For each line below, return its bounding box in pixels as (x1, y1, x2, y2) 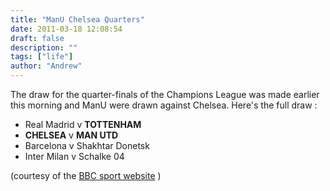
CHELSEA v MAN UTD (24, 129, 119, 141)
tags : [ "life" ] (10, 52, 74, 62)
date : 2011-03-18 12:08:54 (10, 24, 123, 34)
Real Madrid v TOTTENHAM (24, 119, 142, 130)
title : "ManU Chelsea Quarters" (10, 14, 145, 25)
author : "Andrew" (10, 61, 83, 71)
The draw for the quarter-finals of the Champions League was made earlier (10, 89, 320, 100)
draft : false (10, 33, 65, 43)
